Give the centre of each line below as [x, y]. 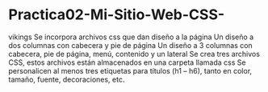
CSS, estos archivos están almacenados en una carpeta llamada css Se [127, 62]
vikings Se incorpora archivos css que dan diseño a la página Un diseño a [131, 37]
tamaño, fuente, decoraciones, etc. [67, 79]
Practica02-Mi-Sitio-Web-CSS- [117, 15]
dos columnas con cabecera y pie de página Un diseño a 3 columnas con [130, 45]
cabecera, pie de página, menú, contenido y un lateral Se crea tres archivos [134, 54]
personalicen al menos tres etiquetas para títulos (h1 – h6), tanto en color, [130, 70]
